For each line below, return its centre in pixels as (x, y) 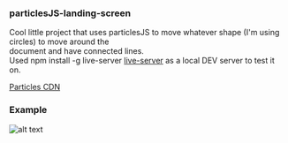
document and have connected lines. (76, 51)
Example (28, 110)
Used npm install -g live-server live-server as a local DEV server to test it (142, 61)
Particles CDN (35, 87)
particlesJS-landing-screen (70, 13)
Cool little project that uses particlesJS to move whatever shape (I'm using (144, 33)
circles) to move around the (59, 41)
